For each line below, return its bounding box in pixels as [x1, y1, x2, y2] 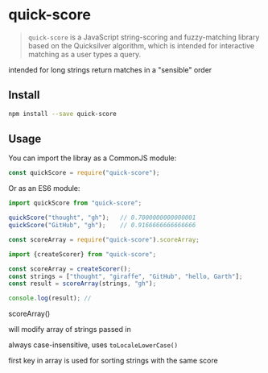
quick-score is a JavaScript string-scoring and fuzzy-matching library [27, 32, 260, 42]
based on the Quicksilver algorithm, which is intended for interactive [27, 40, 255, 50]
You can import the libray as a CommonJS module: [8, 153, 177, 163]
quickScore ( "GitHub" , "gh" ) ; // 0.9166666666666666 [8, 222, 196, 230]
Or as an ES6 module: [8, 184, 80, 193]
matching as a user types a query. [27, 49, 142, 59]
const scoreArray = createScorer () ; [8, 264, 131, 273]
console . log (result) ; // [8, 294, 92, 303]
